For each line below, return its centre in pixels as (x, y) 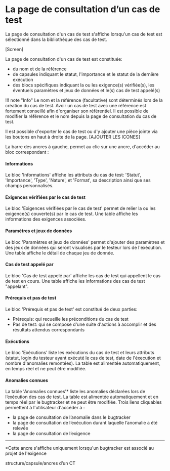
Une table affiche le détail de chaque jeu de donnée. (60, 253)
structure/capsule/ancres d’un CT (40, 463)
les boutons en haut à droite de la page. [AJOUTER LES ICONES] (73, 137)
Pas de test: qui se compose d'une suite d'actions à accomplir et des (84, 324)
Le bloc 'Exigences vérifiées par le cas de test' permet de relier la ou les (80, 208)
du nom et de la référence (39, 69)
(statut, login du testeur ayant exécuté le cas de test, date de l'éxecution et (83, 358)
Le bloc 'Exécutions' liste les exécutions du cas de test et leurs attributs (80, 353)
